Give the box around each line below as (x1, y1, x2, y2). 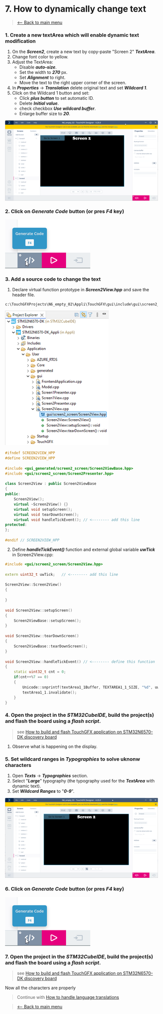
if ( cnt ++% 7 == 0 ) (14, 675, 49, 679)
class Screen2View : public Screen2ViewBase (5, 481, 97, 486)
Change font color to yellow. (12, 54, 69, 60)
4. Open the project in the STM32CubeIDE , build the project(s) (5, 712, 154, 718)
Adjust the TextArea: (12, 59, 53, 65)
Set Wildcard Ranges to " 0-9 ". (12, 788, 75, 794)
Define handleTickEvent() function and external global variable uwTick (12, 546, 155, 552)
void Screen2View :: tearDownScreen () (5, 634, 79, 639)
